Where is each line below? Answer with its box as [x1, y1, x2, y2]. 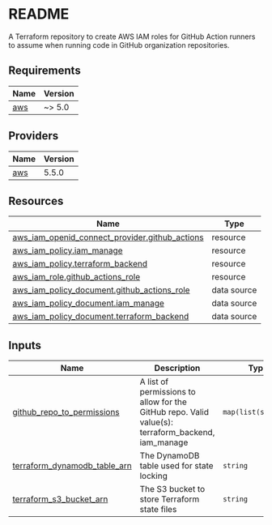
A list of [139, 376, 169, 387]
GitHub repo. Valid [139, 407, 209, 418]
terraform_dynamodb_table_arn [12, 460, 132, 472]
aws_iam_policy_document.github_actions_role [12, 284, 190, 296]
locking [139, 471, 168, 482]
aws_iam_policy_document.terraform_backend [12, 311, 189, 322]
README [8, 5, 70, 23]
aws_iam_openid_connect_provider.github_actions [12, 232, 204, 243]
